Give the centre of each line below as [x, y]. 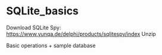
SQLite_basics [43, 11]
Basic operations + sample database [51, 45]
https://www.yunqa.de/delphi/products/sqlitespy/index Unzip [81, 33]
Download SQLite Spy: [34, 27]
